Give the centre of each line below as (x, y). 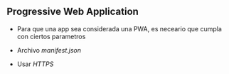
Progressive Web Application (73, 12)
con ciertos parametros (51, 36)
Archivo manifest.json (49, 50)
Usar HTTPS (35, 64)
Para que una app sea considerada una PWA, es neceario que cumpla (119, 28)
